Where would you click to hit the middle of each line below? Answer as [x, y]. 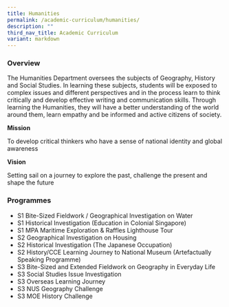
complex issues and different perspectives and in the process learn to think [114, 93]
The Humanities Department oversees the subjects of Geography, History [111, 78]
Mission [19, 128]
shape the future [31, 182]
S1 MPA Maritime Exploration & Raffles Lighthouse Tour [95, 230]
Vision [17, 162]
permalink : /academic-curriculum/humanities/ [73, 20]
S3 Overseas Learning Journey [61, 281]
